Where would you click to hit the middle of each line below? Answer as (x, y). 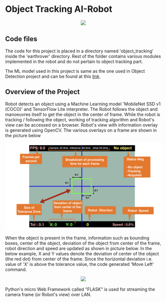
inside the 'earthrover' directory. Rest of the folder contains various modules (83, 56)
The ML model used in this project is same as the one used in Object (75, 71)
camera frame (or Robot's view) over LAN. (48, 295)
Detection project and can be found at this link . (53, 76)
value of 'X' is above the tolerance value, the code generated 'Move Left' (80, 264)
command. (16, 270)
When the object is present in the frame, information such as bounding (77, 238)
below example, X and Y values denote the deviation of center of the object (82, 254)
